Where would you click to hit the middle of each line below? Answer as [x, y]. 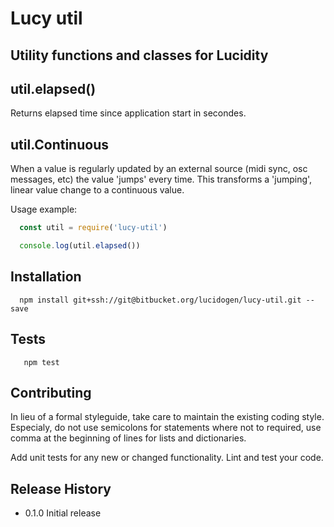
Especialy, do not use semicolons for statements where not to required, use [166, 428]
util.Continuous [59, 144]
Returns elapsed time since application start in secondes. [128, 113]
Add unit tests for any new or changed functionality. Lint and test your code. [167, 458]
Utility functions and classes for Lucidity [139, 55]
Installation [46, 277]
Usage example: [44, 209]
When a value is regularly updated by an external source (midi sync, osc [159, 169]
